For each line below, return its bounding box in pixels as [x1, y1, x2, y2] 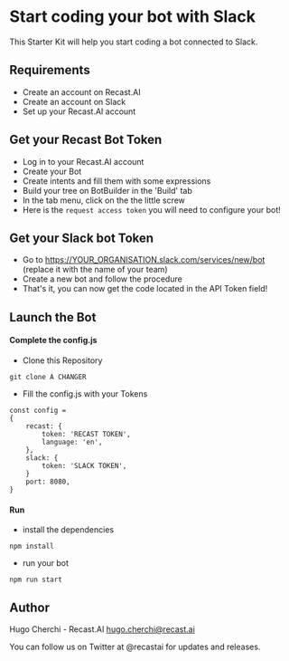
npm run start [9, 575, 63, 585]
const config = [9, 406, 67, 415]
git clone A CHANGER [9, 372, 88, 381]
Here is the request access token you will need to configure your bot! [22, 204, 282, 215]
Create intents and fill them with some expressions [22, 175, 211, 187]
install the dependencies [22, 524, 115, 535]
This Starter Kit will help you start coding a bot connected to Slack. [9, 36, 258, 47]
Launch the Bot [9, 310, 97, 325]
